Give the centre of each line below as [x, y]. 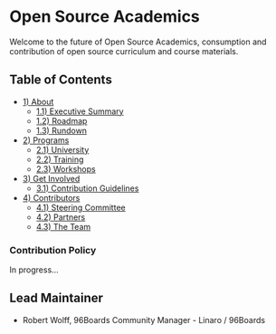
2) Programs [46, 140]
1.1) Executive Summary [80, 111]
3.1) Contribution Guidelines [87, 188]
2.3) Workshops [66, 168]
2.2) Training [60, 159]
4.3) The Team [63, 226]
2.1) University [62, 149]
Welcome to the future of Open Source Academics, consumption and [138, 42]
